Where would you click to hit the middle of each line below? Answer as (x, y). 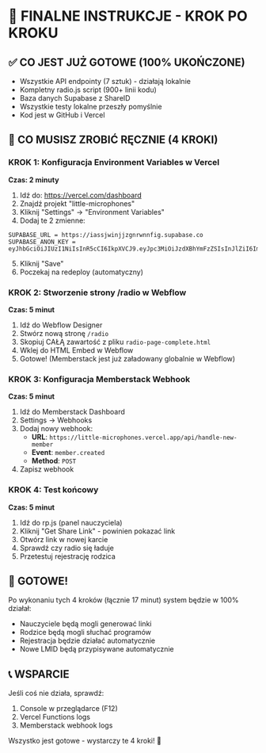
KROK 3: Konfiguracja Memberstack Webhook (99, 379)
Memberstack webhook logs (66, 725)
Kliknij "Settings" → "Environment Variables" (92, 212)
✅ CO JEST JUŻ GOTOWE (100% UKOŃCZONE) (127, 62)
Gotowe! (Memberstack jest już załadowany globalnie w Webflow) (127, 358)
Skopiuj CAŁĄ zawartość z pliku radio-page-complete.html (115, 342)
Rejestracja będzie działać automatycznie (87, 640)
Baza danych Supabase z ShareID (75, 98)
